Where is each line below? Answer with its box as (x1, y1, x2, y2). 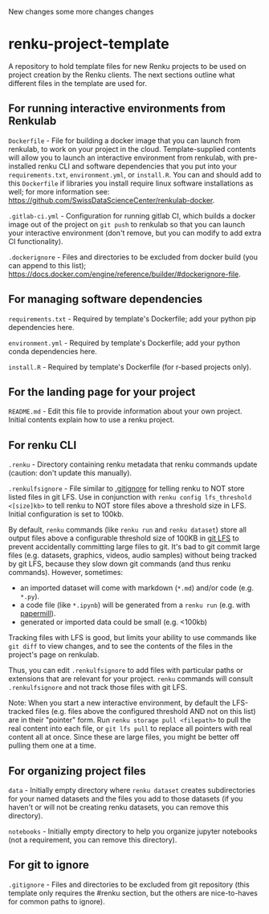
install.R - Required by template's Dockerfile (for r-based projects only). (8, 361, 251, 372)
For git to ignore (8, 859, 90, 872)
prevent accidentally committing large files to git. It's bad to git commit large (8, 542, 261, 552)
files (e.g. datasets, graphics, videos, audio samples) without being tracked (8, 550, 257, 561)
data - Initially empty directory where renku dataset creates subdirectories (8, 785, 255, 794)
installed (8, 161, 37, 171)
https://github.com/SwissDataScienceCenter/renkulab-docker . (8, 195, 215, 205)
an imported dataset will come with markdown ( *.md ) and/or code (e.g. (19, 583, 255, 593)
